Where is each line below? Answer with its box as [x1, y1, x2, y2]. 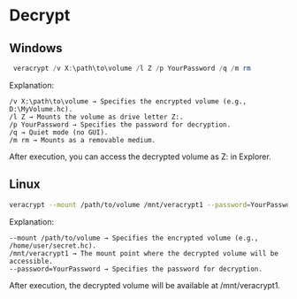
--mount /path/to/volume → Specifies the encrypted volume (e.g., [9, 234, 259, 242]
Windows [9, 41, 63, 56]
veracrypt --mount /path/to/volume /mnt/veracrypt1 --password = [9, 200, 251, 209]
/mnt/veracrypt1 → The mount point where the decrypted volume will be [9, 249, 278, 257]
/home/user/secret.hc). [9, 241, 97, 250]
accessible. [9, 257, 53, 265]
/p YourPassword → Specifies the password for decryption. [9, 120, 232, 129]
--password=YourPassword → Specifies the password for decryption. [9, 264, 263, 273]
